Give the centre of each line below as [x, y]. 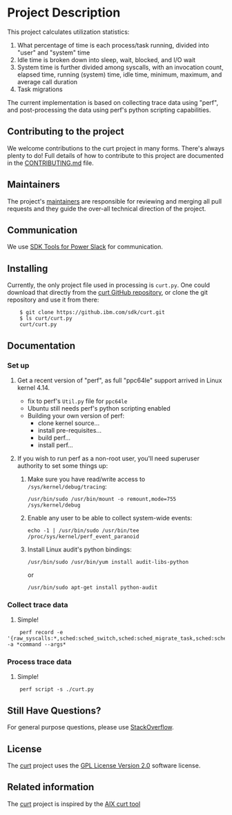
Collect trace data [38, 605]
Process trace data [40, 662]
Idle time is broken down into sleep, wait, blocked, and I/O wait [106, 59]
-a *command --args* [37, 645]
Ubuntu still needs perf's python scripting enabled [99, 408]
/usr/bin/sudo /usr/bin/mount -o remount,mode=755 [102, 499]
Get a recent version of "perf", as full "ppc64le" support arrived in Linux [119, 380]
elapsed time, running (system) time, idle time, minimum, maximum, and [119, 75]
